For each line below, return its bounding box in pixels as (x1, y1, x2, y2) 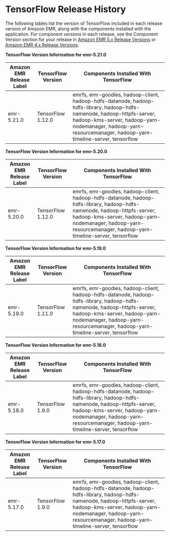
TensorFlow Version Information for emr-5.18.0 (5, 342, 106, 348)
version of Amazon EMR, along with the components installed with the (5, 25, 151, 31)
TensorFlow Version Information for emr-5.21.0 (5, 52, 107, 58)
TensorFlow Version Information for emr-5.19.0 (5, 245, 106, 251)
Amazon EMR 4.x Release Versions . (5, 42, 79, 48)
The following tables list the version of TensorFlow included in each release (5, 20, 163, 26)
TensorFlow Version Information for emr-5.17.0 (5, 439, 105, 445)
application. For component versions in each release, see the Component (5, 31, 158, 37)
